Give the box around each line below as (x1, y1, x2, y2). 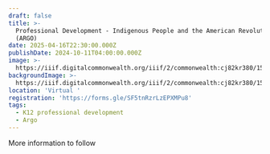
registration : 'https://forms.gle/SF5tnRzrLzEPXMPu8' (8, 94, 193, 102)
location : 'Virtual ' (8, 86, 81, 95)
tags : (8, 101, 27, 109)
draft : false (8, 11, 52, 20)
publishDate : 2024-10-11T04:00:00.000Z (8, 49, 142, 57)
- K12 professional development (15, 109, 125, 117)
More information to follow (8, 138, 96, 148)
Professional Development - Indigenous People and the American (15, 26, 235, 34)
